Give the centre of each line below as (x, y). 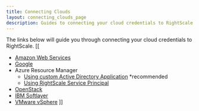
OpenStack (29, 90)
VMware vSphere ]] (39, 102)
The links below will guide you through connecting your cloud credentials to (99, 40)
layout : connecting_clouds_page (46, 17)
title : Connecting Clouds (38, 12)
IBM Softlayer (32, 95)
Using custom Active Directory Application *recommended (96, 77)
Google (24, 64)
